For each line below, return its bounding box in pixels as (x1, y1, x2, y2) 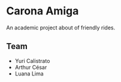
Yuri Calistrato (14, 57, 50, 64)
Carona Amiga (6, 4, 79, 18)
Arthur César (14, 63, 47, 71)
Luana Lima (14, 70, 44, 77)
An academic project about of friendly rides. (6, 24, 116, 31)
